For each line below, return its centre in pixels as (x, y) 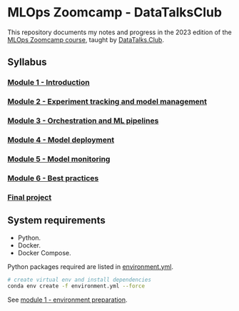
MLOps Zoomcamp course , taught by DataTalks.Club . (86, 39)
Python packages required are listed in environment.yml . (90, 266)
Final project (30, 197)
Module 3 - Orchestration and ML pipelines (83, 121)
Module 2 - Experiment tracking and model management (107, 102)
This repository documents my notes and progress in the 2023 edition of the (119, 32)
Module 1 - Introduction (49, 83)
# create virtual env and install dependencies (80, 280)
